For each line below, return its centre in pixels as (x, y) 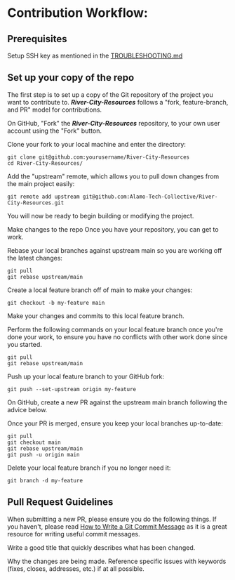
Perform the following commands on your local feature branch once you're (115, 329)
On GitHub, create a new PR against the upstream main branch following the (117, 402)
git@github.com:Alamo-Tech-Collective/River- (150, 197)
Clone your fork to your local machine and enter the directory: (96, 144)
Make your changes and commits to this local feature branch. (96, 316)
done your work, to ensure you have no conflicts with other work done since (117, 337)
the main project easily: (41, 183)
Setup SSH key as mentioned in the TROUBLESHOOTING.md (95, 55)
